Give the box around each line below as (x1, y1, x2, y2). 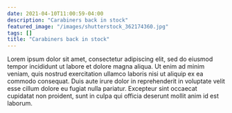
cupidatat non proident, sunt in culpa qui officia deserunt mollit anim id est (7, 92, 220, 101)
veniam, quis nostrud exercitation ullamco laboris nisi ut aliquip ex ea (7, 70, 204, 78)
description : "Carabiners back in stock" (7, 17, 129, 24)
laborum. (7, 99, 33, 107)
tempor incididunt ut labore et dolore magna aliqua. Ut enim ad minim (7, 62, 205, 71)
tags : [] (7, 29, 33, 37)
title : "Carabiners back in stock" (7, 36, 110, 43)
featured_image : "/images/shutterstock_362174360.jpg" (7, 23, 169, 30)
